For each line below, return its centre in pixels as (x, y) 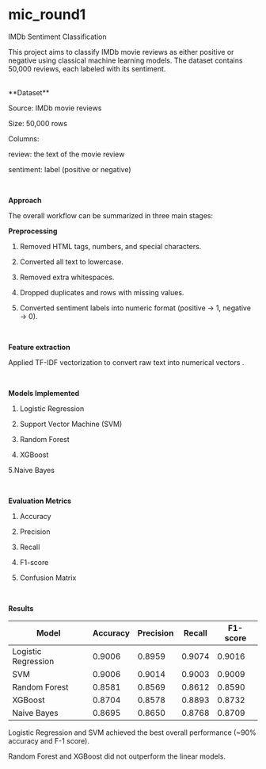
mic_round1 (47, 15)
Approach (25, 200)
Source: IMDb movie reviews (55, 108)
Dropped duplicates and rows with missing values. (102, 292)
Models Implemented (44, 393)
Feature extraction (39, 347)
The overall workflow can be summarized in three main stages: (111, 215)
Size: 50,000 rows (38, 123)
